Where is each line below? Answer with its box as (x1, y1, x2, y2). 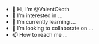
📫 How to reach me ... (11, 32, 68, 38)
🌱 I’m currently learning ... (11, 18, 76, 25)
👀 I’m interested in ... (11, 12, 63, 19)
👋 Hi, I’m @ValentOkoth (11, 6, 70, 12)
